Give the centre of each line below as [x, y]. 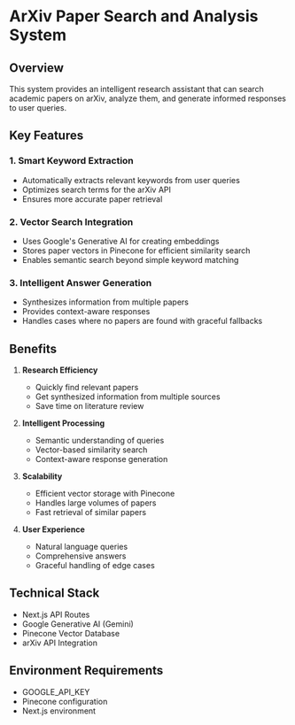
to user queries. [38, 108]
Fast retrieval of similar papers [91, 513]
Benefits [33, 348]
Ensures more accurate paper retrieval [92, 199]
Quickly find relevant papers [87, 388]
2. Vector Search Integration [71, 221]
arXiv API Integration [59, 643]
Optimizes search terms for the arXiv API [96, 189]
